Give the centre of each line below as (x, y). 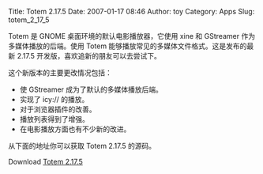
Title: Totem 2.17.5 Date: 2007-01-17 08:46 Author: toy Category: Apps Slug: (131, 11)
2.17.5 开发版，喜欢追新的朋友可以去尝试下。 (89, 56)
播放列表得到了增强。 (54, 119)
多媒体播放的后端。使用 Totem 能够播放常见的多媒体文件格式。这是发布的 (128, 46)
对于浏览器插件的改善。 (58, 109)
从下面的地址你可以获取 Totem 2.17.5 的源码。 (82, 146)
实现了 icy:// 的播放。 (54, 99)
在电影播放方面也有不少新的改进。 (75, 129)
